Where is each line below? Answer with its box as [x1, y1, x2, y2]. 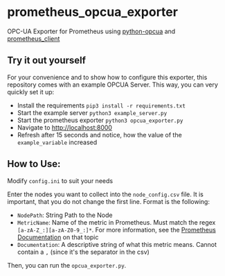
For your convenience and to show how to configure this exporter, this [7, 73, 208, 81]
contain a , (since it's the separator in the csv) [17, 248, 150, 256]
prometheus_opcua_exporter [7, 4, 179, 20]
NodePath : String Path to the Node [17, 211, 113, 219]
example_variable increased [17, 138, 98, 146]
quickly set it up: [7, 87, 55, 96]
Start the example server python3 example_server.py [17, 108, 168, 117]
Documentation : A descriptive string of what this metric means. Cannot [17, 240, 217, 248]
